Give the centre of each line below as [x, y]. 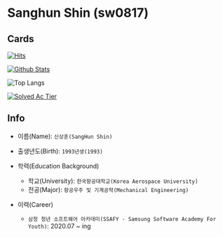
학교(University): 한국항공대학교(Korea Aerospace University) [113, 181]
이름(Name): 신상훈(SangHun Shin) [65, 136]
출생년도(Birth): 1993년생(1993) [60, 151]
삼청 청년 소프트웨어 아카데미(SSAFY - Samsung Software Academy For [122, 219]
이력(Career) [35, 204]
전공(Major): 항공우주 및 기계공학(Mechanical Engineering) [108, 189]
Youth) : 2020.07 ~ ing [59, 226]
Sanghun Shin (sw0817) [78, 13]
